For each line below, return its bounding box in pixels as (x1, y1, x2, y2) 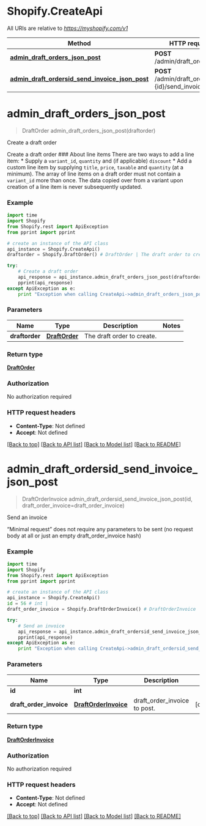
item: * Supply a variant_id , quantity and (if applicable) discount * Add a (7, 157, 192, 164)
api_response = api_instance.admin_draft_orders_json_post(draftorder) (18, 274, 204, 281)
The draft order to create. (84, 331, 157, 340)
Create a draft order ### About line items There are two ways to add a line (7, 150, 194, 158)
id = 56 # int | (7, 600, 48, 607)
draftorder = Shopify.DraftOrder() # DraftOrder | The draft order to (7, 252, 191, 258)
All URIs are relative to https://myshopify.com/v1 (7, 24, 128, 32)
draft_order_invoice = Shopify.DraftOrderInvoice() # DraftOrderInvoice (7, 607, 196, 613)
